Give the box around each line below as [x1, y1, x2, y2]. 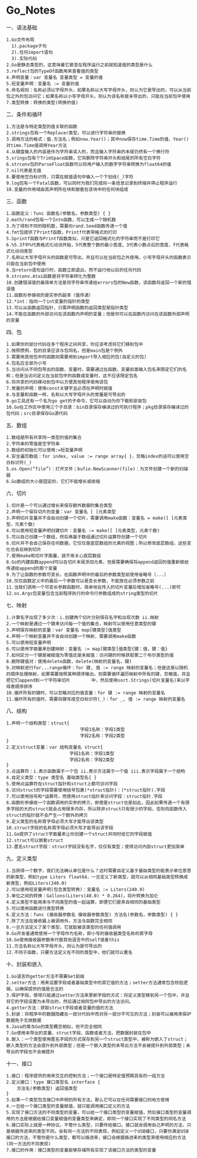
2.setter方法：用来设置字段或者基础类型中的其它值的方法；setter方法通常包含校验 [6, 979, 184, 985]
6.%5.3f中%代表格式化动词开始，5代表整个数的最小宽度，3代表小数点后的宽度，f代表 [6, 242, 185, 248]
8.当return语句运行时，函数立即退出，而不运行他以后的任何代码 [6, 267, 142, 273]
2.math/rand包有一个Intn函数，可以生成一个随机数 [6, 216, 116, 222]
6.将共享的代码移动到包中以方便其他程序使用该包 [6, 379, 108, 385]
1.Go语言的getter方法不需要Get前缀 [6, 973, 84, 979]
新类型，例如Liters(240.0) [6, 880, 67, 886]
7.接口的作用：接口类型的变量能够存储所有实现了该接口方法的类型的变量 [6, 1147, 156, 1153]
